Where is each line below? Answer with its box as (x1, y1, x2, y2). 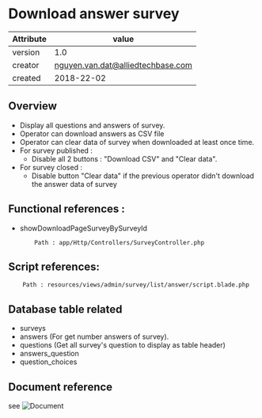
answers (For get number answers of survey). (19, 332, 169, 341)
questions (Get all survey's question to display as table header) (19, 340, 226, 350)
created (12, 72, 41, 83)
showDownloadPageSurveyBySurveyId (19, 223, 148, 233)
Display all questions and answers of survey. (19, 120, 165, 130)
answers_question (19, 349, 79, 359)
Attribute (12, 33, 47, 44)
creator (12, 59, 40, 70)
